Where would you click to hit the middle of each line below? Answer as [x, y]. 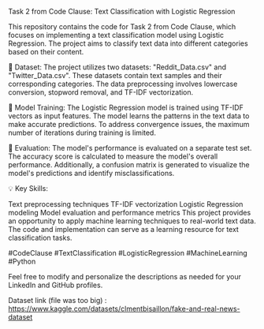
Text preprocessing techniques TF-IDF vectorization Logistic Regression [126, 204]
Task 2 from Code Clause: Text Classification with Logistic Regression [122, 11]
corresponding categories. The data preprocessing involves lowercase [123, 84]
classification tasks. [40, 237]
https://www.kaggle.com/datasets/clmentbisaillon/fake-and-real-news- [124, 308]
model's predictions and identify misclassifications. [91, 173]
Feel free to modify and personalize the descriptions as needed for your [125, 277]
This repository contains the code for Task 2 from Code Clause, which [122, 26]
